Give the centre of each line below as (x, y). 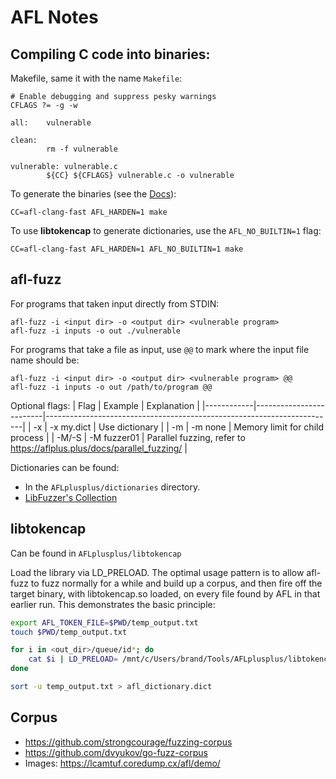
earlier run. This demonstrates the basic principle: (113, 604)
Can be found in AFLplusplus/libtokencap (96, 553)
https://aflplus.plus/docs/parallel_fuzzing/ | (99, 448)
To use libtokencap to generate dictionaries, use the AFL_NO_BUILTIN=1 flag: (166, 230)
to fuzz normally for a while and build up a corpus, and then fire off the (176, 583)
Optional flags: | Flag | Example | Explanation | (105, 405)
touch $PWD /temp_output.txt (69, 632)
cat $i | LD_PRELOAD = (73, 659)
